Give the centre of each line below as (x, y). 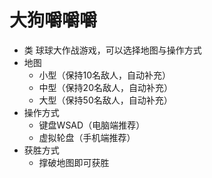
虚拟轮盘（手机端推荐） (87, 137)
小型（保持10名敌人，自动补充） (105, 75)
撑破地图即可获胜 (74, 162)
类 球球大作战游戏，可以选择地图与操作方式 (112, 50)
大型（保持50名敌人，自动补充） (105, 100)
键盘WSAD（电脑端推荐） (92, 125)
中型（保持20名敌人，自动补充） (105, 87)
